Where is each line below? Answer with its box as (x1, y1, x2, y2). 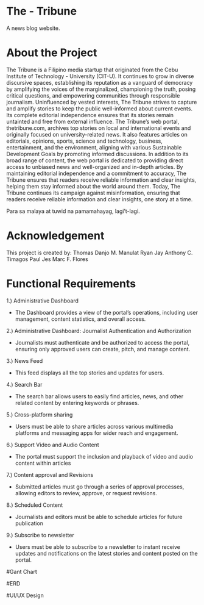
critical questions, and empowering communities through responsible (6, 91, 180, 99)
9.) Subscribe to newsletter (6, 531, 74, 539)
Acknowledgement (6, 229, 105, 243)
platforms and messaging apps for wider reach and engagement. (15, 429, 178, 437)
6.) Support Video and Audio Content (6, 441, 99, 448)
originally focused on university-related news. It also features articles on (6, 131, 188, 138)
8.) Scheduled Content (6, 501, 63, 509)
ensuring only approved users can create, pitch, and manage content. (15, 345, 191, 353)
